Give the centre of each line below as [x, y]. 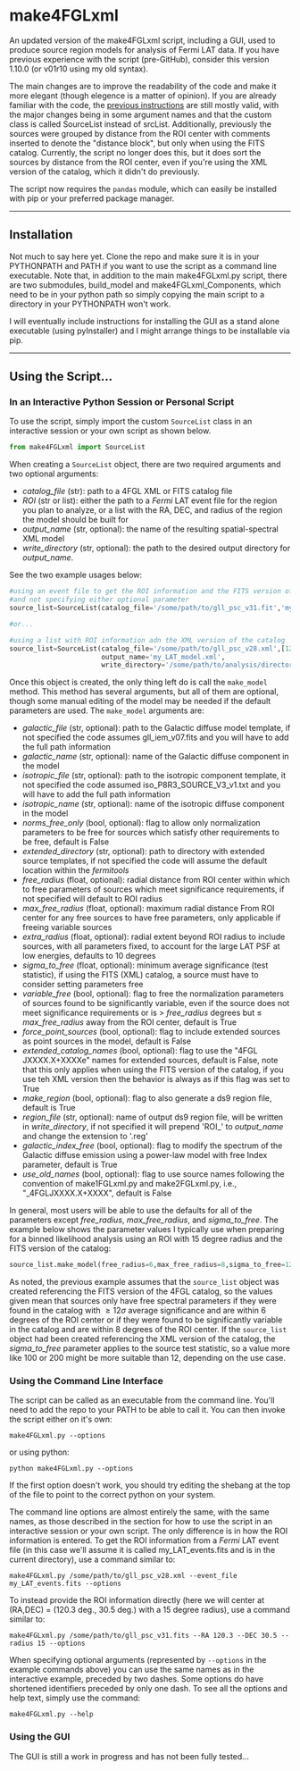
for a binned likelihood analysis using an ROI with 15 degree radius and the [146, 1239]
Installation [41, 235]
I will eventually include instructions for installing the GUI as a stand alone [144, 321]
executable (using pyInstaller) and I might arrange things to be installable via [150, 331]
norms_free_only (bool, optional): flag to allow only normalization [141, 823]
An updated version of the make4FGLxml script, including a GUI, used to [142, 40]
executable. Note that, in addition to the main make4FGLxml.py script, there [148, 275]
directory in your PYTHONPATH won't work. [90, 304]
